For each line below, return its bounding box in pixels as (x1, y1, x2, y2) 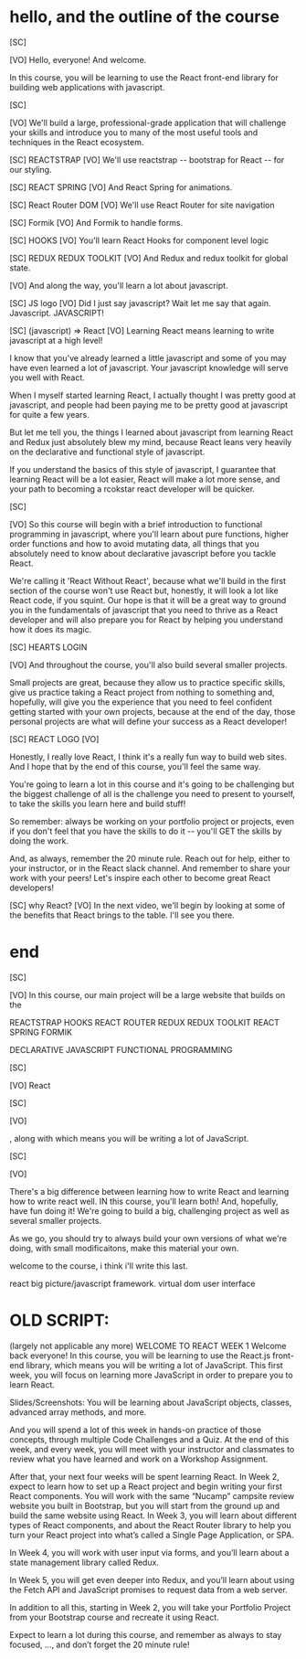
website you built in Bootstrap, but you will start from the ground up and (9, 1500, 280, 1511)
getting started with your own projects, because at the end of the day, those (9, 706, 296, 717)
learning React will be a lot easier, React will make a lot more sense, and (9, 473, 280, 484)
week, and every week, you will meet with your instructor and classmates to (9, 1443, 295, 1454)
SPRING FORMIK (9, 1026, 73, 1037)
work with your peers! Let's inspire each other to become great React (9, 872, 271, 883)
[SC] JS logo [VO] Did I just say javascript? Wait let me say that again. (9, 297, 271, 308)
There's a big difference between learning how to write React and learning (9, 1186, 290, 1196)
